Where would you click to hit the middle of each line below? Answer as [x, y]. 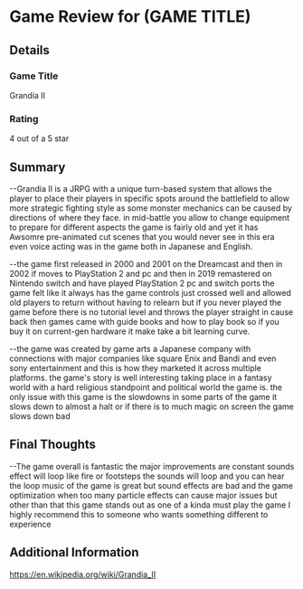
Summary [38, 167]
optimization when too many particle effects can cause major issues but [143, 495]
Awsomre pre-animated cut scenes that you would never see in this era [142, 236]
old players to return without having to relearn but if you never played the [146, 302]
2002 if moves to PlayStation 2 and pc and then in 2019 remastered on [141, 273]
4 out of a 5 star [39, 138]
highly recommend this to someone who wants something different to [139, 514]
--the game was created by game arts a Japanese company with [130, 348]
